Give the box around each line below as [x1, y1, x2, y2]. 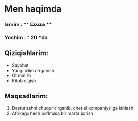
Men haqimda [4, 3, 62, 15]
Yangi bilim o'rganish [11, 67, 55, 73]
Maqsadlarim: [4, 92, 48, 100]
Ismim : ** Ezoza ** [4, 21, 52, 28]
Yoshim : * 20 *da [4, 34, 48, 41]
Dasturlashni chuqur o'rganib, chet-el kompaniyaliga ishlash [11, 105, 134, 111]
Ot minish [11, 73, 31, 78]
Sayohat [11, 62, 29, 68]
